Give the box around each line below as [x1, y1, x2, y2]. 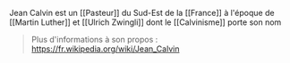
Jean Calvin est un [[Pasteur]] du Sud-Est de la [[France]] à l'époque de [9, 8, 275, 18]
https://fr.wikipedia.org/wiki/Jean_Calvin [30, 43, 180, 54]
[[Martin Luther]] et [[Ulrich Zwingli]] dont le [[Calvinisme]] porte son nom [9, 17, 282, 28]
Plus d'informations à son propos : [30, 35, 158, 44]
